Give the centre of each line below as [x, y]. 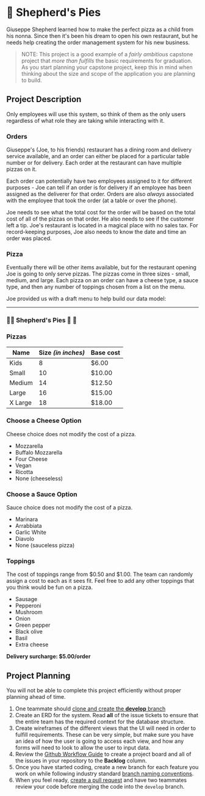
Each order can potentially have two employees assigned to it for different [99, 181]
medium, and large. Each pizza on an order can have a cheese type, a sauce [102, 280]
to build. [31, 80]
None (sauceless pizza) [45, 546]
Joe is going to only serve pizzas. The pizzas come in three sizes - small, [98, 274]
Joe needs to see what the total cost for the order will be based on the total [101, 213]
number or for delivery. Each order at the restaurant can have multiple [94, 163]
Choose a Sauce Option [42, 494]
